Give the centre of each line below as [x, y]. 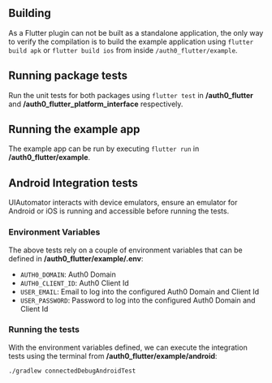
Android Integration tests [73, 183]
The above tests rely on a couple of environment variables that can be [125, 250]
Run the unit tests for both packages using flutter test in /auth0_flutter [131, 95]
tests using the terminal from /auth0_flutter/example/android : [113, 355]
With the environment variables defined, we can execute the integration [128, 347]
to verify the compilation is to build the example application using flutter [131, 41]
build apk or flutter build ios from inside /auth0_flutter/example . [123, 50]
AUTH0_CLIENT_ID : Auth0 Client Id [75, 282]
